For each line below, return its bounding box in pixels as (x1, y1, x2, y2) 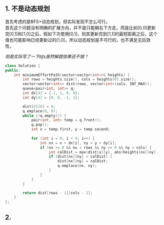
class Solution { (5, 63, 41, 68)
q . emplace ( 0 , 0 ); (22, 108, 58, 114)
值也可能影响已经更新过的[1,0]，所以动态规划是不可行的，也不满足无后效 (5, 37, 151, 43)
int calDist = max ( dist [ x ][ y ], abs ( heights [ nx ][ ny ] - (48, 150, 161, 154)
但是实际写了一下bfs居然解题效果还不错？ (5, 53, 89, 59)
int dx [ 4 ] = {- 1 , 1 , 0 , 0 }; (22, 91, 80, 96)
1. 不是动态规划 (5, 4, 50, 13)
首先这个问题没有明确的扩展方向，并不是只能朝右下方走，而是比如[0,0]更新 (5, 25, 156, 30)
